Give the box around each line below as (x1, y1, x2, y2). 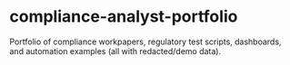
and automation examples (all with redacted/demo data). (9, 45, 221, 56)
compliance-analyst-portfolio (9, 6, 238, 27)
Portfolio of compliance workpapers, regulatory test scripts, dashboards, (9, 36, 282, 47)
